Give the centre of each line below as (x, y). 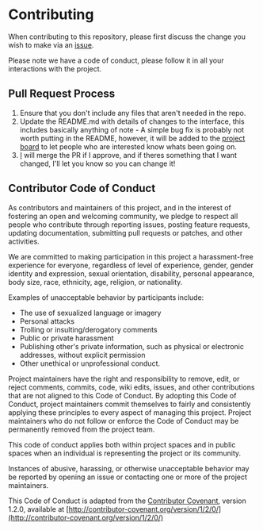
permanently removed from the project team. (82, 429)
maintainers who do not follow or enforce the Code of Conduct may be (124, 421)
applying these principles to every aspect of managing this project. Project (130, 412)
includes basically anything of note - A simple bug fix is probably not (131, 129)
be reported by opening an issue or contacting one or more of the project (128, 477)
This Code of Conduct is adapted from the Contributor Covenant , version (128, 501)
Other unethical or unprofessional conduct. (90, 363)
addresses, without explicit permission (82, 355)
